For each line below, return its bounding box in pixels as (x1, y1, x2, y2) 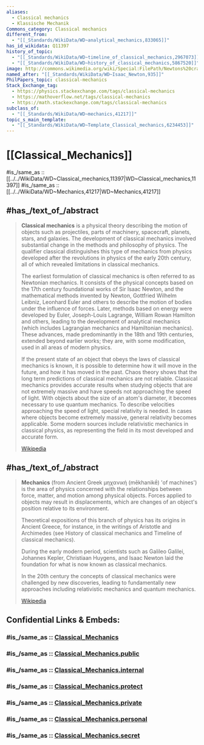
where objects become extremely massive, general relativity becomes (21, 414, 197, 421)
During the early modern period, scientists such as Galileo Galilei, (21, 548, 185, 555)
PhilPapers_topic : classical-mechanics (6, 77, 107, 83)
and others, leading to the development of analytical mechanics (21, 317, 181, 325)
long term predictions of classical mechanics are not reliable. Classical (21, 375, 198, 382)
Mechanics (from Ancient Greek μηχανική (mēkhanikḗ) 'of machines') (21, 479, 197, 486)
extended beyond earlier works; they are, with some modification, (21, 337, 186, 344)
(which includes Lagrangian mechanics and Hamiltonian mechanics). (21, 324, 194, 331)
